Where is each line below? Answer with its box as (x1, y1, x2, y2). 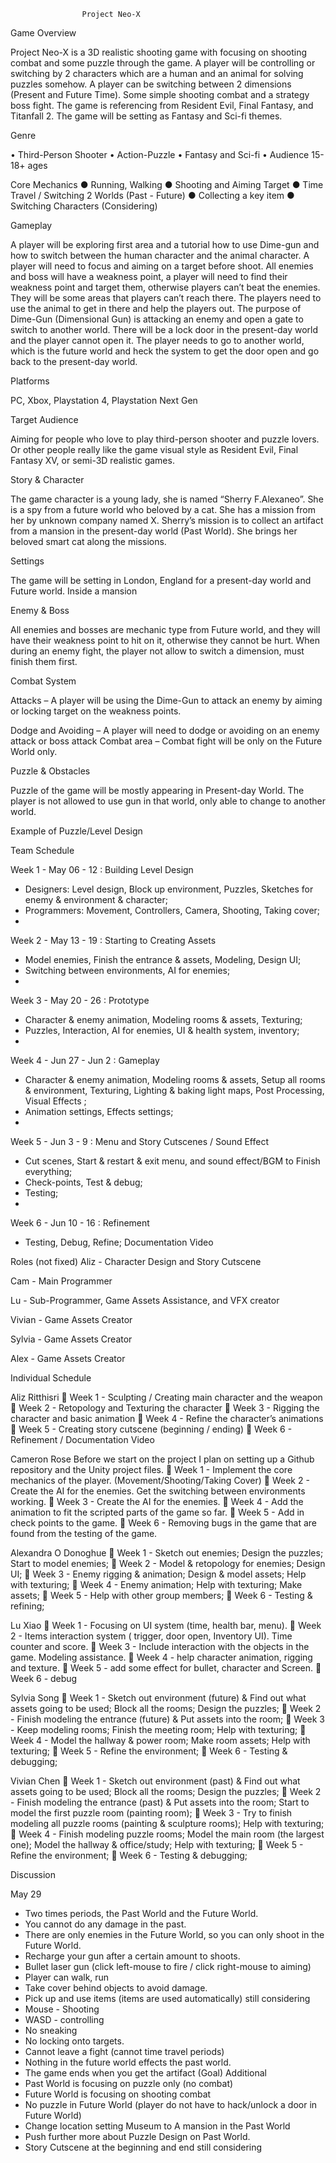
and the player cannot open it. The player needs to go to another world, (10, 335, 305, 346)
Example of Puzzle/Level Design (10, 825, 143, 837)
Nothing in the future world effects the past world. (24, 2056, 232, 2068)
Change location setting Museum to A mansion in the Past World (24, 2120, 291, 2132)
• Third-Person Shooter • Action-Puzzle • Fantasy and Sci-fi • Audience (10, 149, 310, 160)
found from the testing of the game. (10, 1528, 158, 1539)
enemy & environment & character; (24, 894, 168, 905)
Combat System (10, 675, 77, 687)
